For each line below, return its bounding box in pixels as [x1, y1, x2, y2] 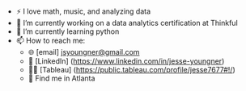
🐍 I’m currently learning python [15, 27, 120, 36]
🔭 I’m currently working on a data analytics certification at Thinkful [15, 19, 239, 27]
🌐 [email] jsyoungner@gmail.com [28, 48, 140, 56]
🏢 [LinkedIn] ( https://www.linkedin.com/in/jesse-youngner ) [28, 56, 225, 66]
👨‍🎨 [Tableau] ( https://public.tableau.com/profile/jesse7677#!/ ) [28, 65, 236, 74]
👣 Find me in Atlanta [28, 73, 95, 83]
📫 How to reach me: [15, 35, 86, 45]
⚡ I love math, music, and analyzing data [15, 6, 151, 16]
